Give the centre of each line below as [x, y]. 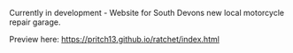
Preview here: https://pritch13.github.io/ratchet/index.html [114, 39]
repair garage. [35, 22]
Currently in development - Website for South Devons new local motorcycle [147, 13]
